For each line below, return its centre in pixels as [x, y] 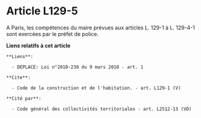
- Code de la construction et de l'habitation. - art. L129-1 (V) [96, 88]
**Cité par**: [24, 98]
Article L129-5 [42, 11]
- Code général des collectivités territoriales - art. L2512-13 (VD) [102, 109]
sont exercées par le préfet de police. [52, 34]
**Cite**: [19, 77]
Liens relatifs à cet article [38, 46]
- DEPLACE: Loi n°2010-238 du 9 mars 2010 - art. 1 [78, 67]
